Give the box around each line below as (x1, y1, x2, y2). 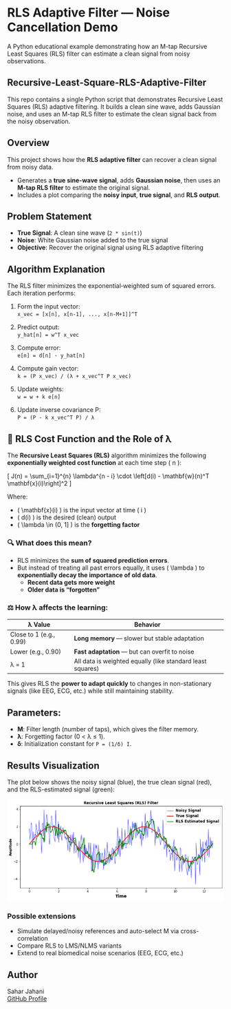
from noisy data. (7, 163, 54, 171)
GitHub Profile (7, 995, 47, 1003)
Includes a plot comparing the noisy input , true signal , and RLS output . (16, 191, 221, 199)
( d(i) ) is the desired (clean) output (16, 513, 117, 521)
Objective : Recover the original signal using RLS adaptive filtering (16, 243, 204, 252)
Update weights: (16, 385, 64, 393)
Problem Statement (7, 210, 92, 222)
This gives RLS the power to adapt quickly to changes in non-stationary (7, 680, 212, 688)
